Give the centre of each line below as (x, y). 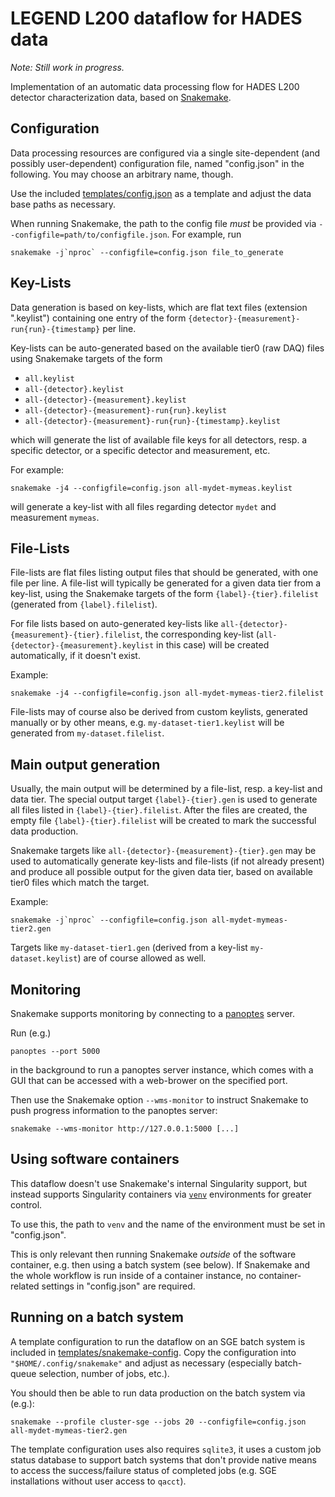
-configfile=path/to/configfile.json (89, 235)
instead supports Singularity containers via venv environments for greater (161, 1194)
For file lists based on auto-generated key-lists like (114, 624)
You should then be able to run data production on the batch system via (158, 1393)
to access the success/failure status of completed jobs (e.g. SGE (143, 1470)
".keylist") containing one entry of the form (98, 318)
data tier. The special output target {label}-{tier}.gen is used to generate (164, 799)
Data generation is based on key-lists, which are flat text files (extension (159, 307)
